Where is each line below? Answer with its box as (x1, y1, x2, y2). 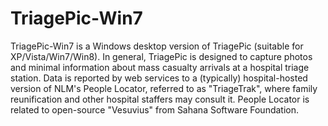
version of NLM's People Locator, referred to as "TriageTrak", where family (10, 82, 318, 94)
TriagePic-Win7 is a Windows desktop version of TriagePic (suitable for (10, 40, 304, 52)
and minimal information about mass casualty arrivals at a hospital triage (10, 61, 310, 73)
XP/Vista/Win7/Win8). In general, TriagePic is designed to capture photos (10, 50, 313, 62)
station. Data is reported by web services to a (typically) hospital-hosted (10, 72, 308, 84)
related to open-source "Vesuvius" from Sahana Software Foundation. (10, 103, 300, 116)
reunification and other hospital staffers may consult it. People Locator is (10, 93, 310, 105)
